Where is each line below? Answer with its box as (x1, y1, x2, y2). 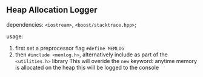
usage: (6, 33, 24, 40)
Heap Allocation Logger (6, 5, 98, 15)
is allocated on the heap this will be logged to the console (15, 64, 159, 71)
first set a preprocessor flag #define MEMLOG (15, 44, 124, 52)
